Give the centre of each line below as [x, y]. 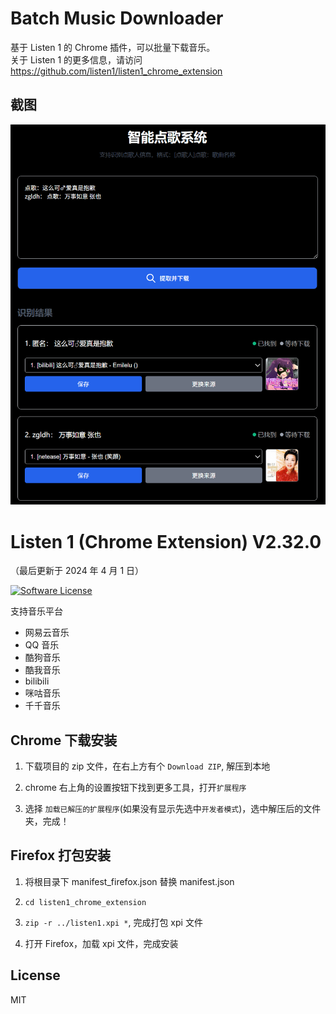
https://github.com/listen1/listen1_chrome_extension [116, 71]
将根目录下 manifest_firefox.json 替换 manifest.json [129, 881]
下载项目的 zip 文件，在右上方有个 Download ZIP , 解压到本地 [147, 766]
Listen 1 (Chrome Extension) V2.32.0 [166, 541]
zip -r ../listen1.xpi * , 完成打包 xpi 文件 [113, 922]
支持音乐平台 [36, 611]
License [35, 975]
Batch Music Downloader [117, 18]
